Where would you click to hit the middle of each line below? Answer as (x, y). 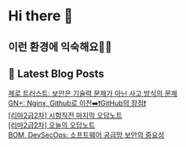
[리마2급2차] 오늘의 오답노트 (52, 125)
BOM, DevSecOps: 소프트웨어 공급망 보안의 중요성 (86, 135)
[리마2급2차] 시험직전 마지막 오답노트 (66, 116)
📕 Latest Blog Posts (56, 73)
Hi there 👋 (40, 16)
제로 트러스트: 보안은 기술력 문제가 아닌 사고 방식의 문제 (93, 94)
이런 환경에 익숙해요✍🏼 (60, 47)
